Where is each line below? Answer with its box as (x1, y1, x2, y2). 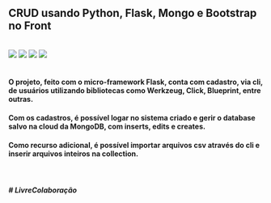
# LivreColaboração (8, 185, 78, 195)
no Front (8, 19, 52, 33)
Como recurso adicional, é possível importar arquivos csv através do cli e (8, 140, 260, 150)
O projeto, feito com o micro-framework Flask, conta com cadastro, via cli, (8, 77, 263, 87)
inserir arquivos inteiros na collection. (8, 149, 139, 159)
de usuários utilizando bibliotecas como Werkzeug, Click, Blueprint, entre (8, 86, 261, 95)
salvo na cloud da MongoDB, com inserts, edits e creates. (8, 121, 206, 131)
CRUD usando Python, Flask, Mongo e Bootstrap (8, 6, 257, 20)
